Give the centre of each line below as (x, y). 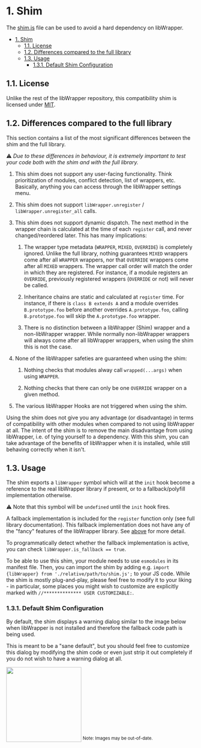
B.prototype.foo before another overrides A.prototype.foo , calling (106, 310)
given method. (42, 394)
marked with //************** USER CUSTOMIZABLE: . (70, 593)
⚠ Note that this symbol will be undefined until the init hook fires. (88, 507)
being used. (21, 634)
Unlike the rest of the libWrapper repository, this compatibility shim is (91, 98)
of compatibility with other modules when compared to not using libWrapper (100, 423)
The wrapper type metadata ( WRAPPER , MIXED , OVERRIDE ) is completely (108, 247)
